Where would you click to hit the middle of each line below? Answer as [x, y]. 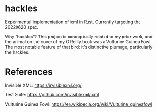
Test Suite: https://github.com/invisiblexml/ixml [52, 94]
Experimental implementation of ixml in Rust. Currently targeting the [73, 22]
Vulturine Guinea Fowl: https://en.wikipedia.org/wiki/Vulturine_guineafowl [78, 104]
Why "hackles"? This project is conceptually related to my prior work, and [79, 37]
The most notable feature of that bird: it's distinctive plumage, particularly [79, 47]
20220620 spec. [22, 27]
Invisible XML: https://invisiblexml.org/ [43, 85]
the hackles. [17, 52]
